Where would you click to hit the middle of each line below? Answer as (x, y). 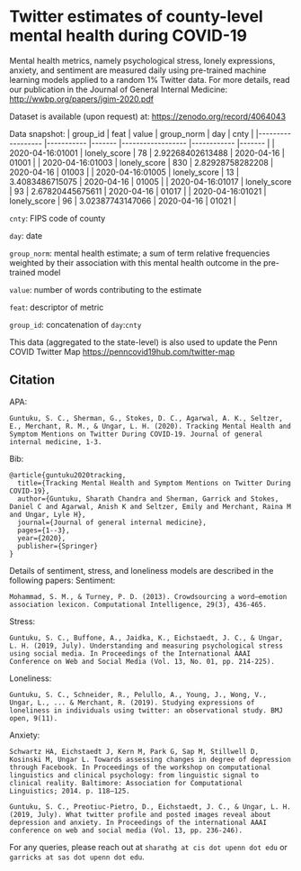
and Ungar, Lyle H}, (48, 514)
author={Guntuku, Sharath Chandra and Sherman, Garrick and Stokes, (148, 499)
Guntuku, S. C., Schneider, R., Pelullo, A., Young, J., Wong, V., (138, 694)
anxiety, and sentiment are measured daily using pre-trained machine (138, 70)
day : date (26, 235)
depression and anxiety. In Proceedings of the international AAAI (138, 822)
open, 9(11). (34, 718)
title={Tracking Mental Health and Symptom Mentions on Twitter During (155, 483)
